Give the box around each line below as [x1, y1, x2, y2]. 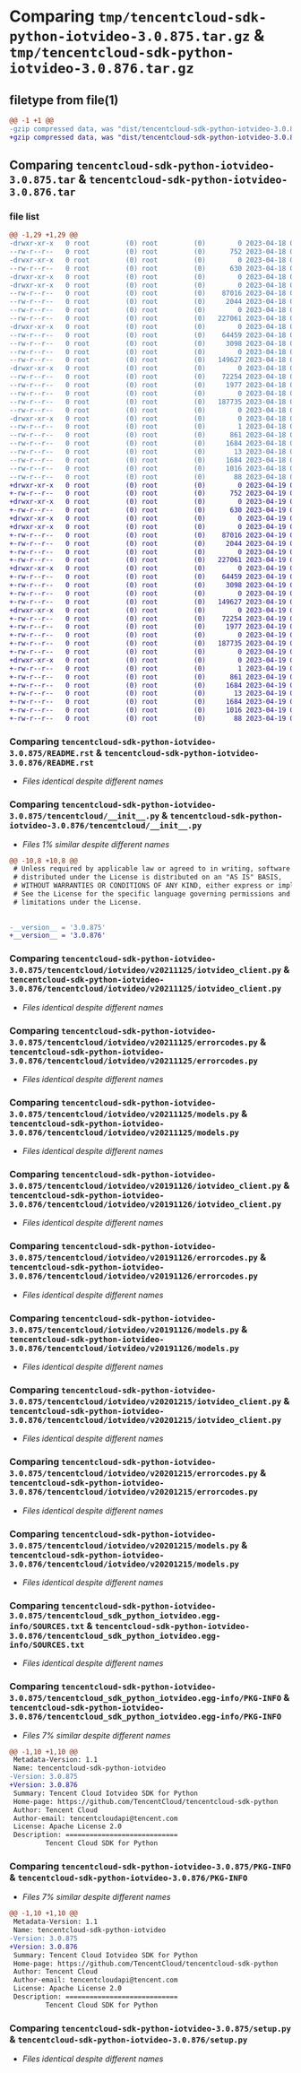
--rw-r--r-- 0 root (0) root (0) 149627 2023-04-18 [9, 356, 287, 365]
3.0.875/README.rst [9, 748, 94, 759]
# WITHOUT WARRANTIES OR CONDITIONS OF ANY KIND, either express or [13, 881, 275, 890]
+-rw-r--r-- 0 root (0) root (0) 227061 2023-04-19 [9, 556, 287, 565]
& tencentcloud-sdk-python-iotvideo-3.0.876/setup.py [9, 2033, 248, 2045]
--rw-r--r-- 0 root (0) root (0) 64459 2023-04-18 [9, 330, 287, 340]
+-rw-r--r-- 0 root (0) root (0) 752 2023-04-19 [9, 489, 287, 499]
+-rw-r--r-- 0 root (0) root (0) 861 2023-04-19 [9, 672, 287, 681]
